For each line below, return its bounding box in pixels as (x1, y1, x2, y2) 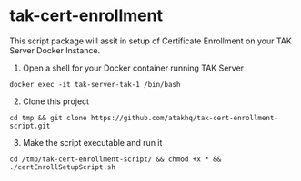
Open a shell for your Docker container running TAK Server (22, 62, 244, 73)
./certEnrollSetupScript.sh (9, 162, 116, 172)
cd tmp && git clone (9, 113, 88, 122)
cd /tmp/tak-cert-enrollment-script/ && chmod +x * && (9, 155, 222, 164)
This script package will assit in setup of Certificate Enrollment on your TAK (9, 35, 293, 46)
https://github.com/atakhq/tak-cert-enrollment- (90, 113, 279, 122)
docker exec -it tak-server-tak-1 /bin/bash (9, 80, 181, 89)
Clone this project (22, 96, 89, 107)
